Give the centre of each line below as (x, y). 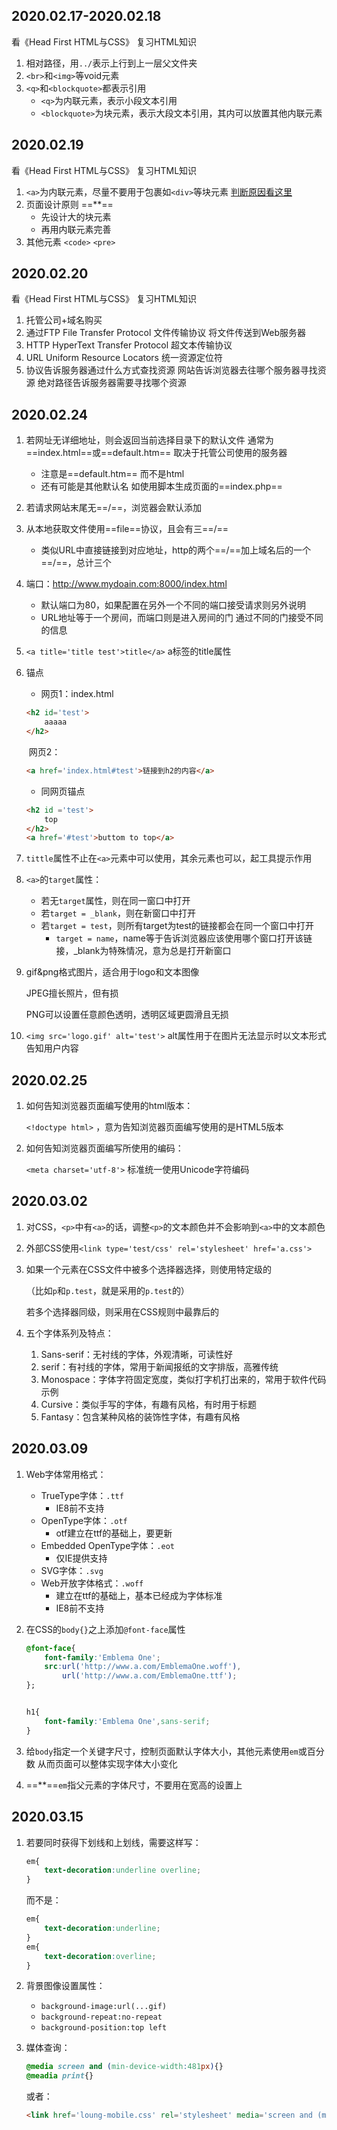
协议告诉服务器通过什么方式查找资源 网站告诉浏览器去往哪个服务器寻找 (171, 370)
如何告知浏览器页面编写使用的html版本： (109, 1106)
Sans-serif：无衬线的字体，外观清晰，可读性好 (137, 1354)
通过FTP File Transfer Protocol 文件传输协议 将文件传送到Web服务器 (165, 333)
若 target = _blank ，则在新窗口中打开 (118, 913)
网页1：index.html (77, 694)
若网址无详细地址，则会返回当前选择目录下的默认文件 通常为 (149, 440)
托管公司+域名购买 (64, 320)
